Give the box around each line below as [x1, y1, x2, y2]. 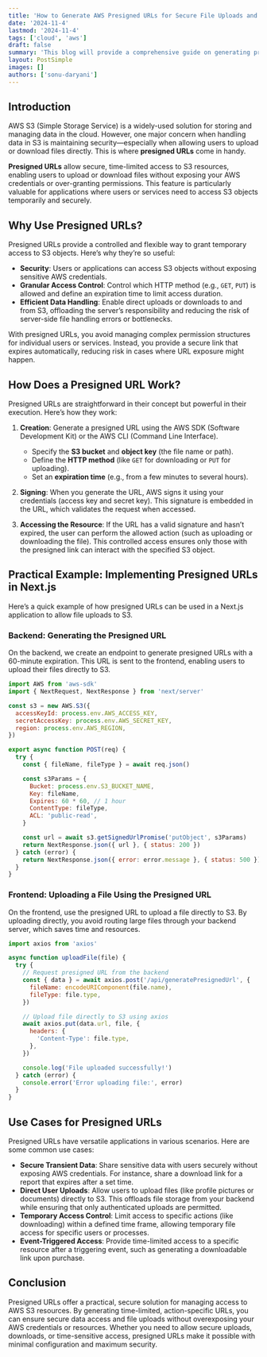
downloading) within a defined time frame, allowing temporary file [19, 1220, 236, 1229]
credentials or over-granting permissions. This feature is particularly [8, 179, 232, 188]
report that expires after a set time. [19, 1177, 133, 1187]
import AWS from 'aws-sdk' [8, 680, 98, 688]
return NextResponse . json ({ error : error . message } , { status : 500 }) [22, 856, 261, 864]
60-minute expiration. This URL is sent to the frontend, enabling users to [8, 656, 246, 666]
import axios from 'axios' [8, 939, 98, 948]
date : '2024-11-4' [8, 19, 69, 27]
